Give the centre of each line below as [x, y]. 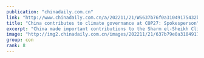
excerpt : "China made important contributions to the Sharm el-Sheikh [97, 29]
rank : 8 [16, 46]
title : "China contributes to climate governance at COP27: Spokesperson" [103, 23]
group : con [20, 40]
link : [13, 18]
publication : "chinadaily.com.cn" [50, 12]
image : [15, 34]
